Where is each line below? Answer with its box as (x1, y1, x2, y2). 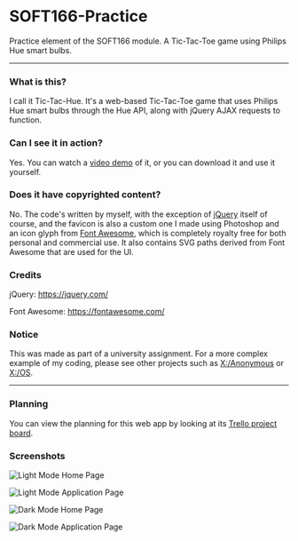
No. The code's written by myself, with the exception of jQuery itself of (9, 209, 268, 219)
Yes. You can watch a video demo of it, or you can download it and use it (9, 157, 276, 168)
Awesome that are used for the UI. (9, 246, 135, 257)
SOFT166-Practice (9, 6, 148, 27)
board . (9, 427, 34, 438)
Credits (9, 268, 42, 281)
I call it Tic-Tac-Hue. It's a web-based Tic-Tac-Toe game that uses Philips (9, 96, 278, 107)
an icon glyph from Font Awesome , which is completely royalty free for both (9, 227, 286, 238)
